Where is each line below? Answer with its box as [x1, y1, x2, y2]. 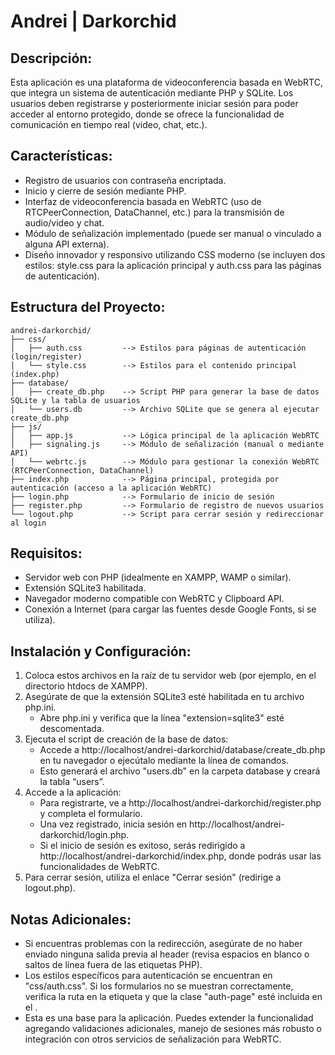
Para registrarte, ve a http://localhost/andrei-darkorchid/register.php [39, 797, 322, 809]
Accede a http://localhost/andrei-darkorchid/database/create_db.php [39, 744, 326, 756]
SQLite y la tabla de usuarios [10, 395, 141, 405]
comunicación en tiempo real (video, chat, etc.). [10, 119, 208, 130]
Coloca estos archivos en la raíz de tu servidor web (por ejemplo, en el [24, 670, 317, 682]
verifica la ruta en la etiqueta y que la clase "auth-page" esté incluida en [24, 991, 323, 1003]
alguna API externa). [24, 238, 110, 250]
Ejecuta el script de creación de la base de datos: [24, 733, 229, 745]
